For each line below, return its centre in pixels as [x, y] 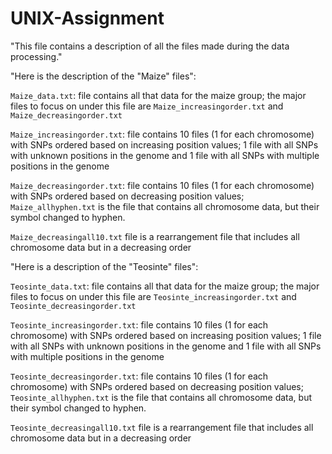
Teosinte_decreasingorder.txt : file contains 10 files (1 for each [139, 376]
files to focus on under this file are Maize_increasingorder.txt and [147, 106]
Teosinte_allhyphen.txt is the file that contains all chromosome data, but [161, 397]
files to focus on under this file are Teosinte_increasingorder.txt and [153, 296]
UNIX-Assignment [87, 18]
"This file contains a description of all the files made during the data [150, 46]
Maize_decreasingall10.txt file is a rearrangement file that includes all [155, 236]
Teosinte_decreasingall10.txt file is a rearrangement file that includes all [162, 427]
